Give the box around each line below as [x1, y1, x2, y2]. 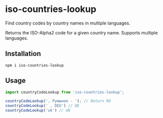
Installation [5, 49, 41, 58]
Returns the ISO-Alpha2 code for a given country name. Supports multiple [5, 29, 158, 35]
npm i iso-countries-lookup [5, 62, 64, 68]
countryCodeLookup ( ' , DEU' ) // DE [5, 103, 80, 108]
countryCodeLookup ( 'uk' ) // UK [5, 108, 71, 113]
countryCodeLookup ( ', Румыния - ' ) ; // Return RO [5, 98, 111, 103]
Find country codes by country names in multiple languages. [5, 20, 130, 26]
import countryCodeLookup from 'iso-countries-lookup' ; [5, 89, 124, 94]
